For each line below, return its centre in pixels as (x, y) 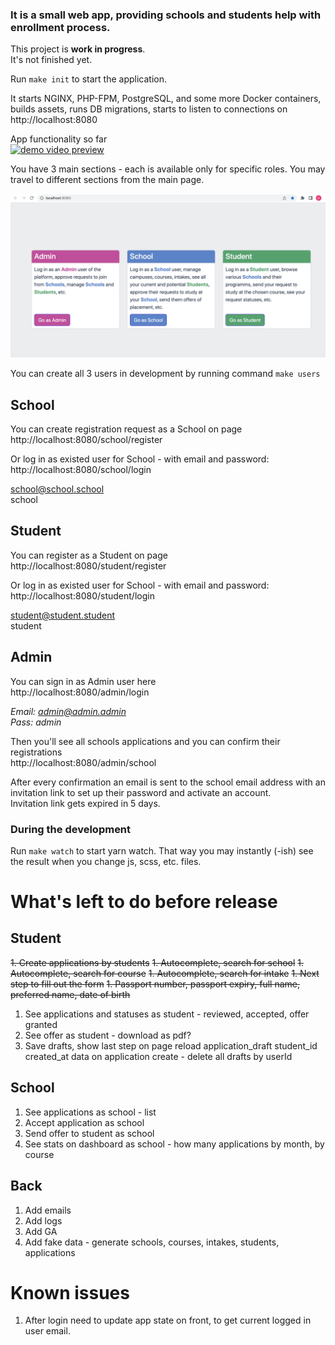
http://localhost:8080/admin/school (83, 762)
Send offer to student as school (89, 1133)
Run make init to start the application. (88, 79)
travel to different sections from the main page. (107, 180)
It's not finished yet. (51, 60)
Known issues (70, 1292)
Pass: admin (36, 722)
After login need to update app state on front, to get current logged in (168, 1320)
